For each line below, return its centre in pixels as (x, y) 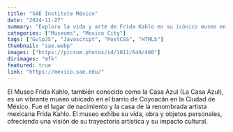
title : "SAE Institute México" (53, 14)
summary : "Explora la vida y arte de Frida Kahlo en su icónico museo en (117, 26)
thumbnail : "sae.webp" (40, 46)
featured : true (29, 65)
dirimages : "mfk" (32, 59)
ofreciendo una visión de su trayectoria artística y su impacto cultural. (107, 121)
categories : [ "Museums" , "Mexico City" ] (67, 33)
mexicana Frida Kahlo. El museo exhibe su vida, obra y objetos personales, (115, 114)
